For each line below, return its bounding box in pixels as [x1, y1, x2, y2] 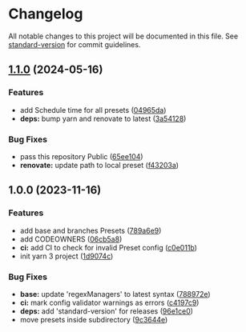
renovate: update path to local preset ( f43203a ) [19, 160, 179, 170]
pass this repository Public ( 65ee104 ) [19, 151, 143, 161]
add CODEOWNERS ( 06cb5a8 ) [19, 234, 123, 244]
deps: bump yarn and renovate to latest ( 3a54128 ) [19, 114, 187, 123]
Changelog [8, 5, 83, 23]
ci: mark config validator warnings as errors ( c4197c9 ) [19, 298, 200, 307]
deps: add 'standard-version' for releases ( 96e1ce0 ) [19, 306, 194, 316]
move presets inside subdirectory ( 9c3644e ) [19, 314, 168, 324]
